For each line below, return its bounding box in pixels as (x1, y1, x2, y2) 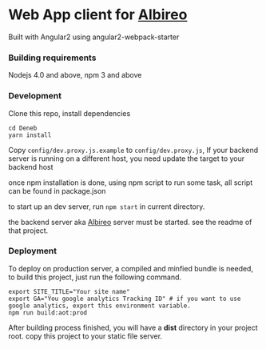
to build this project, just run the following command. (8, 272, 182, 282)
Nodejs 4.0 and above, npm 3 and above (8, 70, 142, 80)
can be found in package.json (8, 186, 106, 195)
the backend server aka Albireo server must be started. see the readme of (8, 217, 252, 227)
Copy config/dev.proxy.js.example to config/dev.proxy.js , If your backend (8, 145, 259, 154)
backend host (8, 162, 54, 171)
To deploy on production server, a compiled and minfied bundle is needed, (8, 263, 254, 273)
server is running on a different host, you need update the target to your (8, 154, 245, 163)
